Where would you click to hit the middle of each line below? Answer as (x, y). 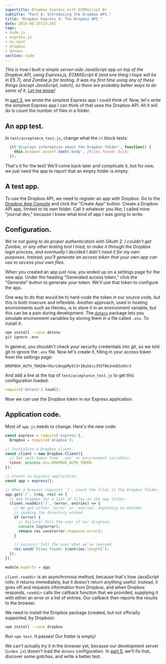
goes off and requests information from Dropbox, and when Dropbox (75, 587)
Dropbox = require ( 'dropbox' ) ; (42, 440)
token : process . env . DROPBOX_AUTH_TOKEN (51, 463)
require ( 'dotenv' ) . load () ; (33, 390)
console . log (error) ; (39, 526)
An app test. (24, 126)
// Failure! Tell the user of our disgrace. (65, 522)
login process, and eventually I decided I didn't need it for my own (72, 252)
